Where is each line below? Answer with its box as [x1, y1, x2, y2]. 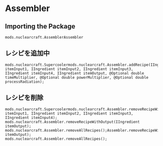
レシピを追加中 [5, 49, 50, 58]
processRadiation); [5, 79, 45, 84]
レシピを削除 [5, 94, 44, 102]
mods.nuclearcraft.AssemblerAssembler [5, 35, 83, 40]
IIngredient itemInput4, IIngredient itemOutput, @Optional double [5, 71, 145, 75]
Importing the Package [5, 22, 76, 30]
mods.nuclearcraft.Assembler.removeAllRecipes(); [5, 136, 108, 141]
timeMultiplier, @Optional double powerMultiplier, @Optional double [5, 75, 149, 80]
